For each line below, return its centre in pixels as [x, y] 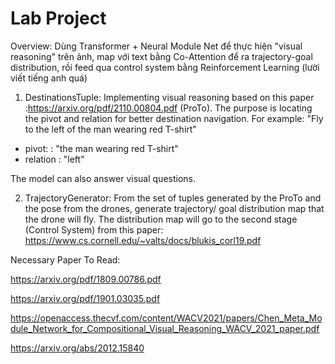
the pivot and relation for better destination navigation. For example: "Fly [174, 118]
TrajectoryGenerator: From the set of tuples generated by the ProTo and [173, 198]
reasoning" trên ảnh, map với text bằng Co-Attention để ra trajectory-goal [161, 56]
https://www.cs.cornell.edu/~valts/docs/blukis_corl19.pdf [143, 240]
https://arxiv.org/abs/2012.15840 [77, 348]
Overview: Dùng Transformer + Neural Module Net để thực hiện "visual [156, 46]
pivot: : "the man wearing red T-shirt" [101, 148]
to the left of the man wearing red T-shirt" [110, 129]
